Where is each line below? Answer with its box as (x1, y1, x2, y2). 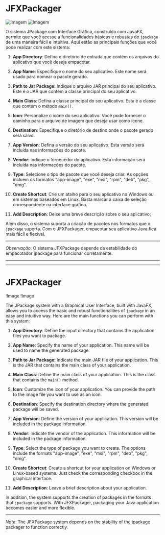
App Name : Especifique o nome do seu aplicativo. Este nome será (12, 68, 146, 74)
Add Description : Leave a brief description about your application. (12, 485, 147, 490)
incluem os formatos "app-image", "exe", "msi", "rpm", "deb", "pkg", (12, 176, 150, 182)
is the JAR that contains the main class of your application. (12, 362, 131, 368)
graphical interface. (12, 475, 52, 481)
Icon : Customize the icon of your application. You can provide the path (12, 386, 156, 392)
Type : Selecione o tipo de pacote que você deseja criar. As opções (12, 171, 148, 177)
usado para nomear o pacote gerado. (12, 73, 88, 79)
